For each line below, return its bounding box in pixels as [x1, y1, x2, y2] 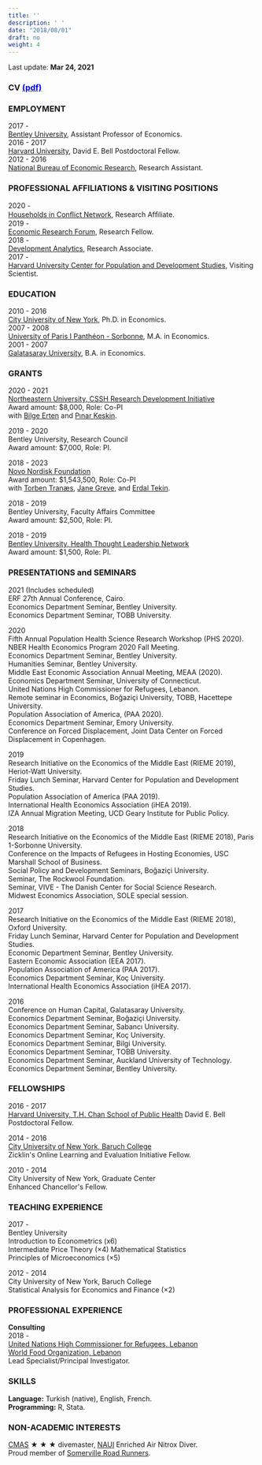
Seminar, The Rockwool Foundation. [8, 874, 125, 883]
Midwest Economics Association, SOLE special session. [8, 890, 189, 900]
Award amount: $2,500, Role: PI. [8, 516, 113, 525]
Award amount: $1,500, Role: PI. [8, 547, 112, 557]
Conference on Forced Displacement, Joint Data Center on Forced [8, 726, 223, 736]
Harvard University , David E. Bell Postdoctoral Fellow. [8, 147, 181, 156]
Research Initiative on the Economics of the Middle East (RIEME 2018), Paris [8, 832, 254, 841]
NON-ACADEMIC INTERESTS [8, 1422, 121, 1433]
